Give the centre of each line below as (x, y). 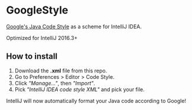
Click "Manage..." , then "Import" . (55, 83)
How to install (32, 56)
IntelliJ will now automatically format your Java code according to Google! (96, 101)
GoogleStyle (37, 10)
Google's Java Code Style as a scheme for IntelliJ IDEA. (74, 26)
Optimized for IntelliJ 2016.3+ (42, 38)
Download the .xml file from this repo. (61, 71)
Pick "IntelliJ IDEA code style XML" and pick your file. (79, 89)
